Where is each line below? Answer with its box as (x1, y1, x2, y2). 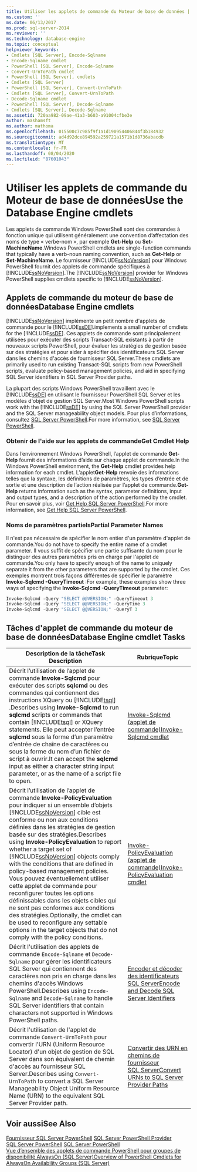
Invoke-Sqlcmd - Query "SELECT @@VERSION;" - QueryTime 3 (6, 601, 145, 607)
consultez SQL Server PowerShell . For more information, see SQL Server (6, 416, 181, 423)
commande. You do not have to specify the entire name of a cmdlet (6, 541, 167, 548)
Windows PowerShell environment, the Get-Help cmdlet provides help (6, 463, 176, 470)
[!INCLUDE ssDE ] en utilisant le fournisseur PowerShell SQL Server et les (6, 391, 181, 398)
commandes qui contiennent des (9, 689, 100, 697)
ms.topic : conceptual (6, 42, 59, 48)
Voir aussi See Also (6, 1119, 76, 1129)
